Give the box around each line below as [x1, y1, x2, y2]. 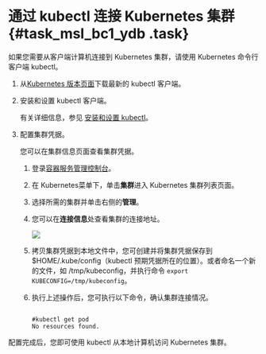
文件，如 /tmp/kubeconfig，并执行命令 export [38, 266, 189, 275]
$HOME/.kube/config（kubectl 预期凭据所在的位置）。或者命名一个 [31, 255, 249, 265]
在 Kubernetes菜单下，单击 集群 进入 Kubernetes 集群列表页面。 [31, 180, 239, 189]
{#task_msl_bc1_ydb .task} [8, 25, 189, 43]
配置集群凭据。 [19, 129, 69, 139]
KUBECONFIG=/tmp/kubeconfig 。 [31, 275, 132, 285]
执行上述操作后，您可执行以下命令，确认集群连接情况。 [31, 292, 213, 302]
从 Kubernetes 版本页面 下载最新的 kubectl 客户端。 [19, 79, 186, 88]
